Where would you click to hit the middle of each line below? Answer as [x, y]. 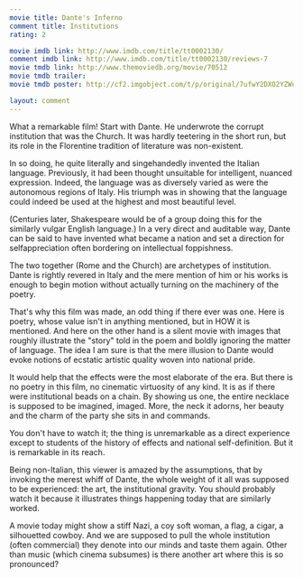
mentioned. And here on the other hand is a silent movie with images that [145, 331]
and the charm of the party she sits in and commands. [110, 415]
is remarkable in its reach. [57, 452]
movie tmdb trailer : [48, 76]
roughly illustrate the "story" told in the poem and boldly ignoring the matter [150, 340]
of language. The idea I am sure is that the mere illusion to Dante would [142, 350]
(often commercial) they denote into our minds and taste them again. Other [148, 545]
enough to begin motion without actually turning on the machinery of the [144, 284]
